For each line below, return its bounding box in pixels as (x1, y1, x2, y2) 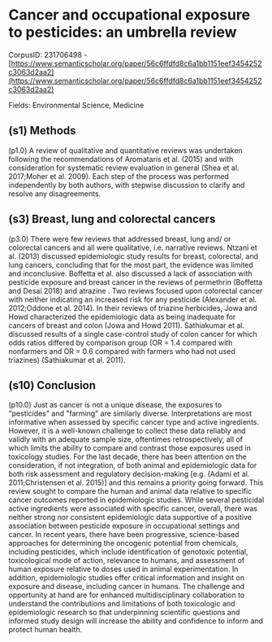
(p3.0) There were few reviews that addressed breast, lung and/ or (8, 234, 231, 243)
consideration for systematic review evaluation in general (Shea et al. (8, 163, 240, 173)
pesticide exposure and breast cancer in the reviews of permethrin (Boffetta (8, 277, 263, 286)
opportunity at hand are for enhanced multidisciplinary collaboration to (8, 590, 245, 600)
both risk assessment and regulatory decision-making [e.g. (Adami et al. (8, 469, 250, 479)
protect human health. (8, 625, 83, 635)
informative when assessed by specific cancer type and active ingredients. (8, 417, 260, 427)
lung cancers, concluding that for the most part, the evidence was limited (8, 260, 253, 269)
